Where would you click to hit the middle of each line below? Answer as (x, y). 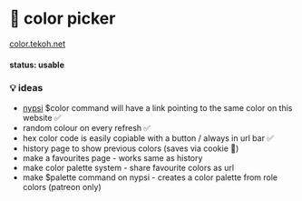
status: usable (37, 65)
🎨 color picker (63, 19)
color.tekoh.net (38, 44)
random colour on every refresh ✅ (87, 127)
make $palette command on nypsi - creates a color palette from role (150, 177)
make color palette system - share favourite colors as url (128, 167)
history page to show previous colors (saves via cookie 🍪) (131, 148)
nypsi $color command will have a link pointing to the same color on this (157, 107)
